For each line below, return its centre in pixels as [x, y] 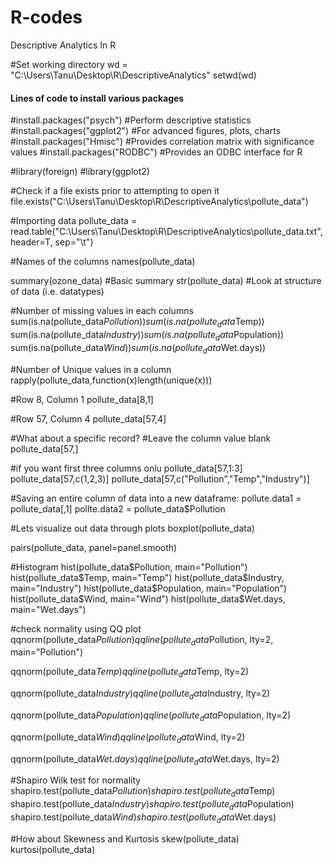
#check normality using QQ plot [76, 628]
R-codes [46, 17]
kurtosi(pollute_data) [53, 849]
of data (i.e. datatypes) [57, 292]
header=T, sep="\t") [52, 242]
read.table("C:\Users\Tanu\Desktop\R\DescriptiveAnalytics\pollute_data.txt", [166, 232]
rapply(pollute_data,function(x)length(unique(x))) [111, 380]
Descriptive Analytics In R [63, 45]
